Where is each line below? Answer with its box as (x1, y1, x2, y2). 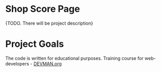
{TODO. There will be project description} (5, 20, 94, 26)
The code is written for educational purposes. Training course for (5, 55, 144, 61)
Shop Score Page (5, 3, 80, 15)
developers (5, 60, 29, 67)
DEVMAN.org (33, 60, 62, 67)
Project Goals (5, 38, 64, 50)
